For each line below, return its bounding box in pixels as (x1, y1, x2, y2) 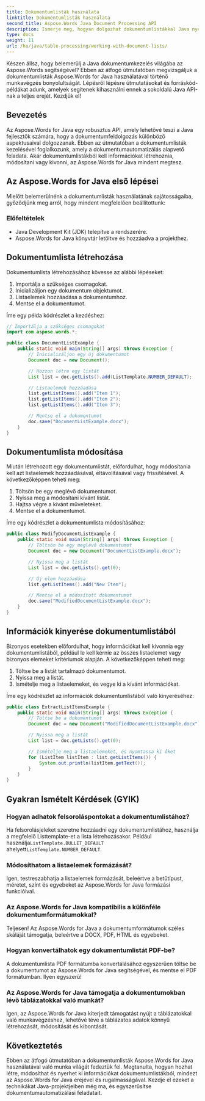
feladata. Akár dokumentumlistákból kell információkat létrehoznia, (6, 152, 174, 159)
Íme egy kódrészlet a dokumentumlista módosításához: (6, 519, 145, 526)
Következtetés (6, 1041, 63, 1051)
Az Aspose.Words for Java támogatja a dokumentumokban (6, 988, 186, 997)
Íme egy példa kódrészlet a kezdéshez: (6, 311, 105, 319)
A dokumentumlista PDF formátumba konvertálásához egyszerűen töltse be (6, 960, 196, 967)
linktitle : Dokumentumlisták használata (6, 15, 111, 21)
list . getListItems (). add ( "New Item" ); (28, 581, 127, 587)
